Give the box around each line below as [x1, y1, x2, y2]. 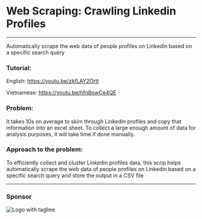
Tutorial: [6, 64, 32, 72]
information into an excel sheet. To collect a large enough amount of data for [6, 124, 196, 131]
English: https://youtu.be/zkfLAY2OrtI [6, 77, 99, 85]
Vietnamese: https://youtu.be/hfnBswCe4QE [6, 89, 117, 97]
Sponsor [6, 192, 32, 200]
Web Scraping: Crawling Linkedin [6, 4, 176, 18]
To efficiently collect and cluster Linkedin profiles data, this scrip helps [6, 159, 182, 166]
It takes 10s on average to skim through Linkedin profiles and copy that [6, 118, 182, 125]
